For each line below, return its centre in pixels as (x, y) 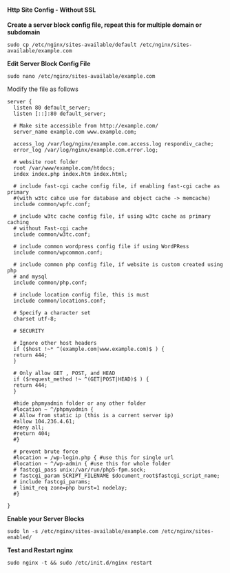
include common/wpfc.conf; (52, 204)
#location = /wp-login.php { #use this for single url (94, 458)
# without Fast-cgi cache (51, 229)
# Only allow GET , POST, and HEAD (64, 373)
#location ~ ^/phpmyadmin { (54, 410)
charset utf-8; (35, 319)
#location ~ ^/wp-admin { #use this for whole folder (92, 464)
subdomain (24, 32)
